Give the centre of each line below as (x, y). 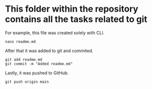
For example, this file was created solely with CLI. (55, 33)
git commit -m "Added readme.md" (39, 64)
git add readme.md (24, 59)
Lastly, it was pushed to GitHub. (37, 73)
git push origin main (27, 82)
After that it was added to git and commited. (49, 51)
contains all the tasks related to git (76, 19)
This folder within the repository (72, 9)
